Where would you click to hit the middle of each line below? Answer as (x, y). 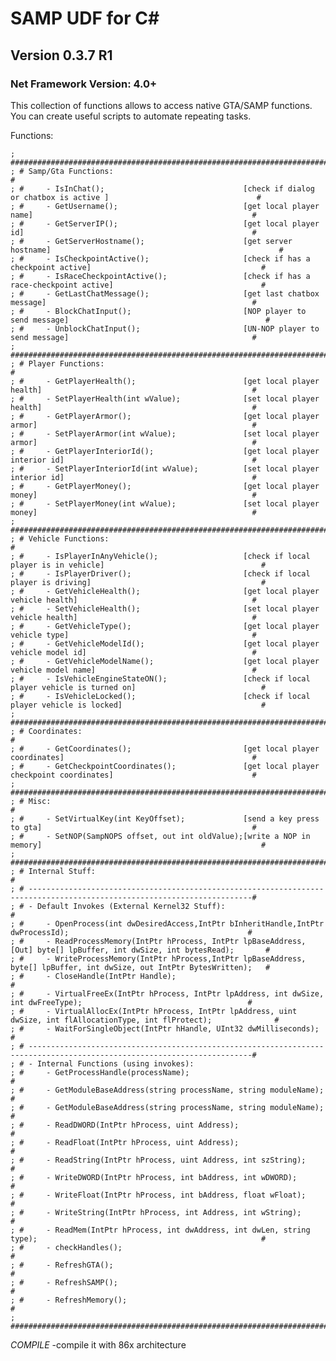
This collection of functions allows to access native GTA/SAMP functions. (161, 105)
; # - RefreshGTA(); (62, 1265)
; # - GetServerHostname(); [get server (151, 241)
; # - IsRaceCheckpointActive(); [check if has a (160, 276)
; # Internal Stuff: (53, 871)
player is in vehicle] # (138, 565)
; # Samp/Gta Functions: (62, 171)
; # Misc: (31, 801)
